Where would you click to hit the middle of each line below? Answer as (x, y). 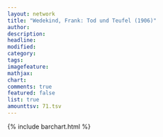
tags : (15, 60)
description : (27, 34)
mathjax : (20, 73)
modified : (22, 47)
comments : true (30, 87)
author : (19, 27)
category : (22, 54)
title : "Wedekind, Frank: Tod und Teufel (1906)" (82, 21)
